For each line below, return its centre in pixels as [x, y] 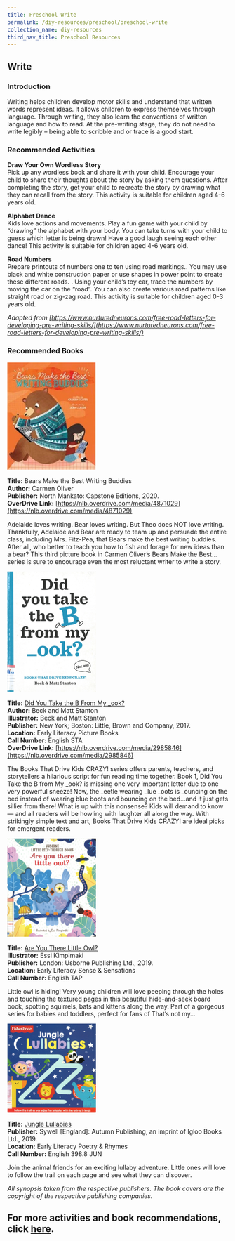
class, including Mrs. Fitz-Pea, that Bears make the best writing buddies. [112, 539]
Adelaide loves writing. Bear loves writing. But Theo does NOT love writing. [116, 524]
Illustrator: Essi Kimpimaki [46, 956]
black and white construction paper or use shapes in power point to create [115, 275]
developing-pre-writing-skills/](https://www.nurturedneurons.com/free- [111, 325]
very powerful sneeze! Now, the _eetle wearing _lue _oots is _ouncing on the [117, 792]
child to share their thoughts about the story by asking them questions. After [117, 180]
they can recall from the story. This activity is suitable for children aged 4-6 [116, 195]
